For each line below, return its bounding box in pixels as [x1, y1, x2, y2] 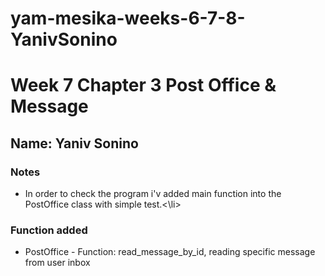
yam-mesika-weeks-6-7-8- [10, 7, 246, 30]
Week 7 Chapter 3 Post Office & [10, 74, 277, 97]
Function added [10, 223, 88, 237]
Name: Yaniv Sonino [10, 135, 139, 152]
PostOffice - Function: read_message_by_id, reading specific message [24, 246, 316, 258]
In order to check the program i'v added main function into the [24, 188, 282, 200]
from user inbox [24, 257, 91, 269]
